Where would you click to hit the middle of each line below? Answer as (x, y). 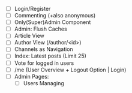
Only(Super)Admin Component (52, 22)
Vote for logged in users (44, 63)
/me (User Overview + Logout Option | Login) (70, 70)
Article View (29, 36)
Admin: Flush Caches (40, 29)
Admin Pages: (31, 76)
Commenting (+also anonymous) (55, 16)
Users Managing (43, 83)
